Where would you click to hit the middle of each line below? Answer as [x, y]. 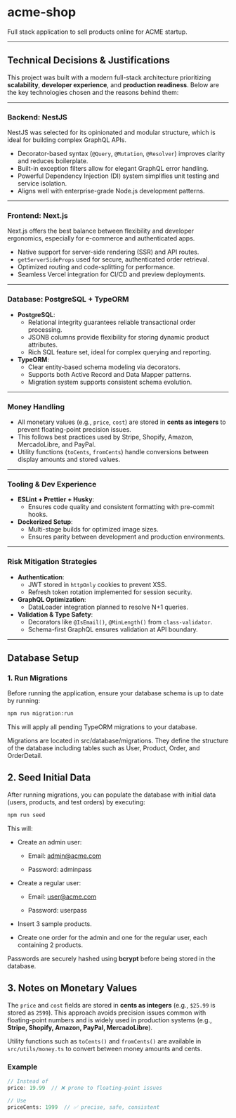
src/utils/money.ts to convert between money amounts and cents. [105, 1048]
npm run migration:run [40, 714]
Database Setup [43, 658]
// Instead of [28, 1081]
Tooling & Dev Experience [52, 484]
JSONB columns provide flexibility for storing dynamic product [118, 337]
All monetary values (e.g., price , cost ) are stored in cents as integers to [122, 422]
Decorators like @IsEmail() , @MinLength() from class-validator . [120, 622]
